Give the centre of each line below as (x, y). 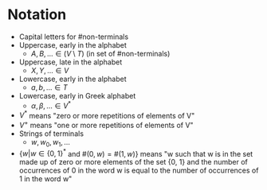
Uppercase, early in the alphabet (73, 45)
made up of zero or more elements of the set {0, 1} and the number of (133, 162)
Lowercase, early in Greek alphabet (77, 95)
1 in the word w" (45, 179)
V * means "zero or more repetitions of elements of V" (107, 114)
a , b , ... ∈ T (49, 87)
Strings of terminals (51, 134)
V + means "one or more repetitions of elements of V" (106, 124)
